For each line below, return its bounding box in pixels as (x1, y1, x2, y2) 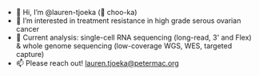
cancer (15, 25, 40, 33)
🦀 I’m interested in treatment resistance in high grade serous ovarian (15, 16, 241, 25)
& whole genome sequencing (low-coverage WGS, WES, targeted (15, 41, 233, 51)
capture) (15, 50, 45, 59)
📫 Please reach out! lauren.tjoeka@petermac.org (15, 59, 180, 67)
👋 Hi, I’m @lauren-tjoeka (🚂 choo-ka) (15, 8, 137, 17)
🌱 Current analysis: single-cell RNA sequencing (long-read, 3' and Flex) (15, 32, 252, 42)
